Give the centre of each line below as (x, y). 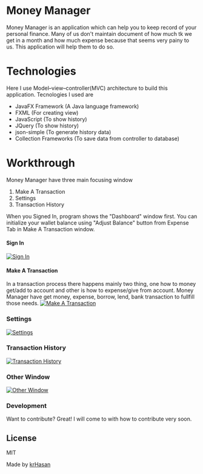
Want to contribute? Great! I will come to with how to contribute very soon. (99, 419)
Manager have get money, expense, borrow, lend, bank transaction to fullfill (101, 297)
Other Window (28, 377)
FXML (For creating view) (47, 112)
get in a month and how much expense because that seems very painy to (98, 40)
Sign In (15, 243)
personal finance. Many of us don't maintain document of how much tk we (99, 33)
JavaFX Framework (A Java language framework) (77, 106)
